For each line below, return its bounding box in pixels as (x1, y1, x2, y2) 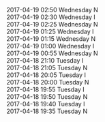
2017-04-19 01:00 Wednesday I (6, 42, 95, 50)
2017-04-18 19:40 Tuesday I (6, 100, 85, 108)
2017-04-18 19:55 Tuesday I (6, 85, 85, 93)
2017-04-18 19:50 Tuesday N (6, 93, 88, 101)
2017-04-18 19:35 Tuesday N (6, 107, 88, 115)
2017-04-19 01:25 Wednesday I (6, 27, 94, 35)
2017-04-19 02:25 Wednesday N (6, 20, 98, 28)
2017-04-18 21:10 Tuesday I (6, 57, 84, 64)
